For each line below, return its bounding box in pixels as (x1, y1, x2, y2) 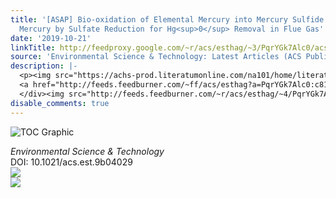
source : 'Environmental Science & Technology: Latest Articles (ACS (10, 52, 302, 62)
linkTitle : (10, 42, 56, 53)
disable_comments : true (10, 98, 110, 108)
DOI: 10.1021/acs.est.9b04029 (10, 156, 133, 168)
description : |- (10, 61, 78, 71)
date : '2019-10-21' (10, 33, 92, 43)
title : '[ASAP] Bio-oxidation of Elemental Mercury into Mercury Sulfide (10, 14, 325, 25)
